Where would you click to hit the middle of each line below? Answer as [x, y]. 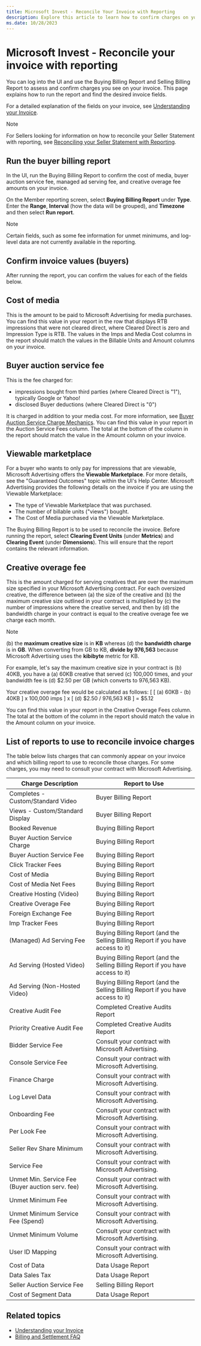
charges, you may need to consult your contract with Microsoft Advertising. [99, 769]
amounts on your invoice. [37, 188]
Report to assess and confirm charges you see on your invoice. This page [97, 88]
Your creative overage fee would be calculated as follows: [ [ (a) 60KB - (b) [99, 692]
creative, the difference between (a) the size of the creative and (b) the [94, 595]
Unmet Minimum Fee [38, 1200]
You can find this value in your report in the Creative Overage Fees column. [99, 710]
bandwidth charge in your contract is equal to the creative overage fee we [98, 614]
